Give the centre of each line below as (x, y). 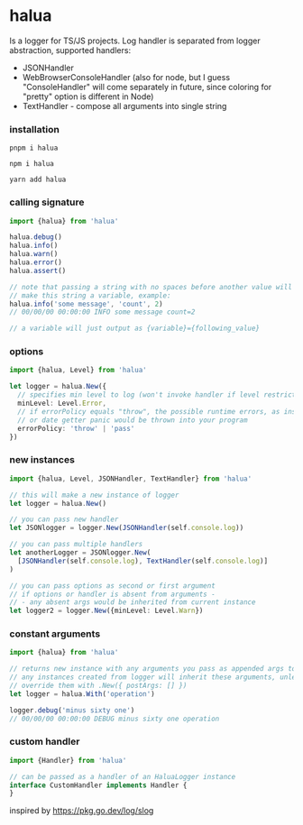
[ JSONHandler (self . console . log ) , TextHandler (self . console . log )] (143, 561)
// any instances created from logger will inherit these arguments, (143, 677)
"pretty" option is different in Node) (88, 96)
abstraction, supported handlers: (70, 50)
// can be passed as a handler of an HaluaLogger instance (123, 776)
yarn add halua (38, 180)
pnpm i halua (34, 148)
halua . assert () (38, 270)
